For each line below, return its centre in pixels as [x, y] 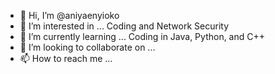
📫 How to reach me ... [66, 58]
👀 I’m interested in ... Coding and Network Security [124, 26]
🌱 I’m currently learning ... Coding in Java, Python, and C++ [142, 36]
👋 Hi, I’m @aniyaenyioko [69, 15]
